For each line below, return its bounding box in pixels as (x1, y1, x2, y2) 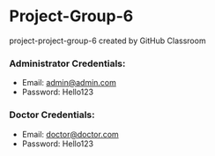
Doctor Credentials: (9, 108, 95, 121)
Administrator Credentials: (9, 57, 126, 70)
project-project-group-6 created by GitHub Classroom (9, 35, 206, 46)
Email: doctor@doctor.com (21, 129, 119, 139)
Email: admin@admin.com (21, 78, 117, 88)
